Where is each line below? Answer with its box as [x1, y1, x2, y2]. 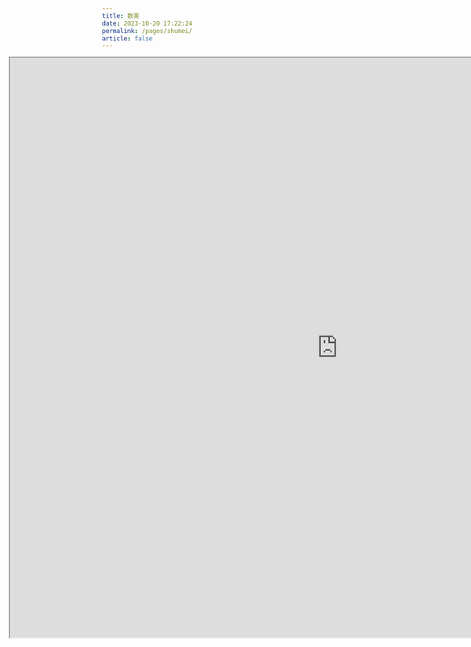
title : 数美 [102, 11, 140, 20]
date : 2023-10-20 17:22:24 [102, 19, 193, 27]
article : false [102, 34, 153, 43]
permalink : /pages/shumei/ [102, 27, 193, 35]
